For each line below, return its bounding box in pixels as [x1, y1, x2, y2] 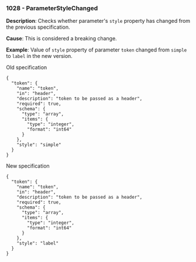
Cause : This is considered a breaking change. [6, 35, 117, 42]
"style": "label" [16, 240, 59, 247]
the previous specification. [6, 23, 70, 30]
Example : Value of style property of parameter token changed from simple [6, 46, 187, 53]
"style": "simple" [16, 142, 61, 148]
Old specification [6, 64, 47, 71]
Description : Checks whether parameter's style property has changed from [6, 18, 191, 25]
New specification [6, 162, 50, 169]
